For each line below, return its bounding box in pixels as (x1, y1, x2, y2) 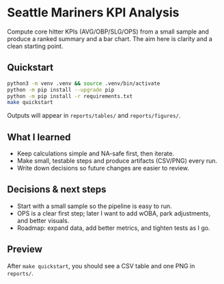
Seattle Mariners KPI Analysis (7, 5, 180, 21)
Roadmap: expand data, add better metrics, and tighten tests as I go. (16, 224, 210, 232)
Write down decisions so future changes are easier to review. (16, 164, 190, 172)
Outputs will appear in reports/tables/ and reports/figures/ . (7, 112, 181, 120)
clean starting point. (7, 42, 64, 50)
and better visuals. (16, 216, 70, 224)
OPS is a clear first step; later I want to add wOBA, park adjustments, (16, 209, 210, 217)
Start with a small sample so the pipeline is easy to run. (16, 202, 172, 210)
